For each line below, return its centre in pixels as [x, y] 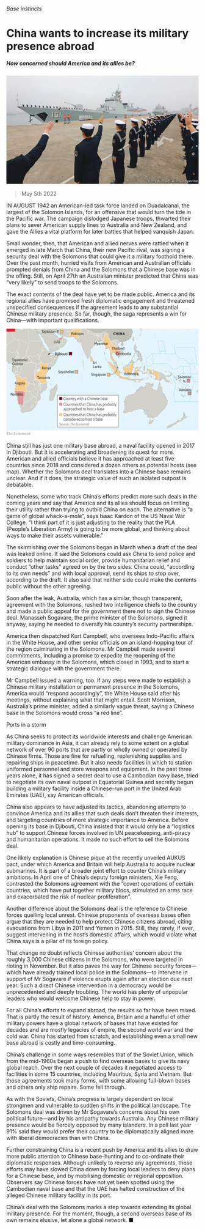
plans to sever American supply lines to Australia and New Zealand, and [97, 225]
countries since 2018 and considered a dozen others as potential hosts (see [102, 465]
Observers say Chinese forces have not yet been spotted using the [91, 1182]
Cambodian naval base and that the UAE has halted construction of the [95, 1188]
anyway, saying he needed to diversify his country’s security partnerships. [100, 624]
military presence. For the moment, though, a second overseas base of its [99, 1213]
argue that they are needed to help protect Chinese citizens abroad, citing [99, 921]
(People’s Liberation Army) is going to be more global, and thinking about [98, 528]
